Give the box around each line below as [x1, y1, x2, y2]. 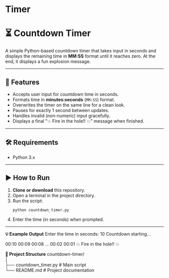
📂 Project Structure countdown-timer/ [5, 251, 84, 257]
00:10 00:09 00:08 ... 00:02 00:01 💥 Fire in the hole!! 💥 [5, 241, 120, 247]
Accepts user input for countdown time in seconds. [12, 91, 119, 97]
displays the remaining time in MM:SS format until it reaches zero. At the [5, 53, 156, 59]
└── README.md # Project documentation [5, 267, 95, 273]
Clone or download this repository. [12, 187, 86, 193]
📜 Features [5, 78, 40, 86]
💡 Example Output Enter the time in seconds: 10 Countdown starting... [5, 231, 151, 237]
